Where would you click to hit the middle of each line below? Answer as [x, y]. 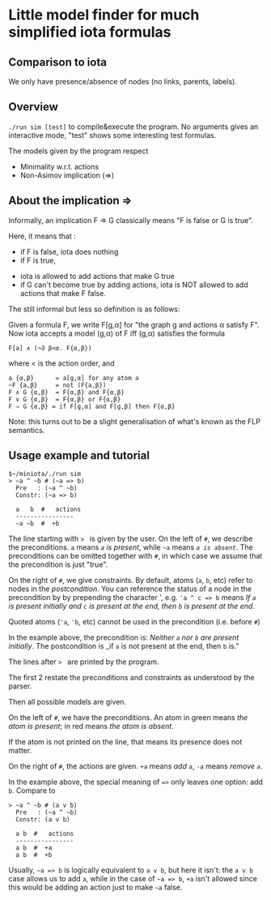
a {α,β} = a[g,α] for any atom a [74, 378]
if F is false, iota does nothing [69, 251]
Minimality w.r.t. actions [59, 166]
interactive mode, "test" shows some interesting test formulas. [112, 135]
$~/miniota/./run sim [45, 474]
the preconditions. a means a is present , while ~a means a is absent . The [131, 547]
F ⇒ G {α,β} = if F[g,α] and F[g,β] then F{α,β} [92, 406]
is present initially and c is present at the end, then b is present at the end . [131, 606]
